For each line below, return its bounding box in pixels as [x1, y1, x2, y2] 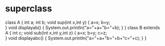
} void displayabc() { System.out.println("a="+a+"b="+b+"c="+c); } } [5, 35, 147, 41]
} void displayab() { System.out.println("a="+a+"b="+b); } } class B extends [5, 24, 161, 30]
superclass [5, 3, 52, 14]
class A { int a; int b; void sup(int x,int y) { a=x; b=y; [5, 19, 111, 25]
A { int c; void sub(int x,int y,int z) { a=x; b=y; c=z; [5, 30, 107, 36]
